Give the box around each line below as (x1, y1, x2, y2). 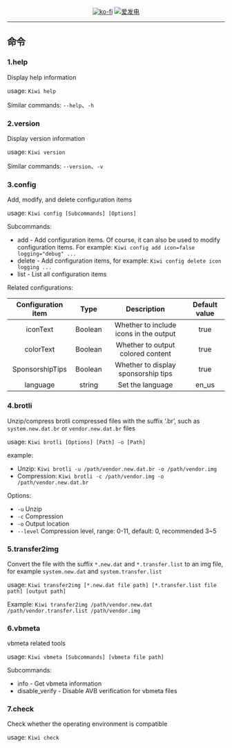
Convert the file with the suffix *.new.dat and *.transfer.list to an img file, (7, 559, 224, 568)
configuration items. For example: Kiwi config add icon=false (17, 243, 195, 252)
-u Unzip (17, 505, 43, 513)
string (79, 380, 99, 390)
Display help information (7, 73, 77, 81)
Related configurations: (7, 284, 74, 292)
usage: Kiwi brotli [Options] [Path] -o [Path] (7, 437, 146, 446)
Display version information (7, 134, 85, 142)
